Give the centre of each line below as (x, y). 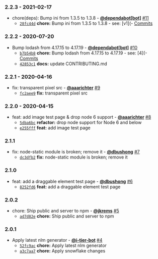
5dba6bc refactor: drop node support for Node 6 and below (81, 123)
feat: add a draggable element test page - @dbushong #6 (72, 181)
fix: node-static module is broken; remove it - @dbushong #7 (76, 152)
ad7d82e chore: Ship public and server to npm (67, 216)
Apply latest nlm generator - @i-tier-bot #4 (57, 240)
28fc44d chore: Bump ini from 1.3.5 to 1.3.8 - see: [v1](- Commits (86, 23)
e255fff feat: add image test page (55, 128)
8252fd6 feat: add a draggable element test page (70, 187)
